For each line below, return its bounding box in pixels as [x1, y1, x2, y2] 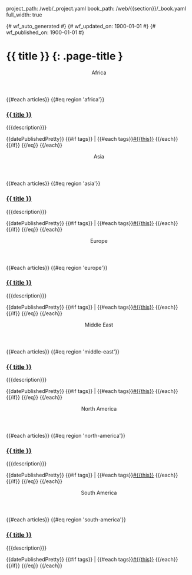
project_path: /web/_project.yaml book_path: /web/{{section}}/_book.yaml [6, 5, 187, 12]
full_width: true [6, 11, 42, 18]
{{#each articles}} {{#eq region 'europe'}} [6, 264, 108, 271]
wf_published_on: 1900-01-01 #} [6, 29, 84, 36]
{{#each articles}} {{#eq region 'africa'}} [6, 95, 105, 103]
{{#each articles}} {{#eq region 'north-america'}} [6, 432, 125, 439]
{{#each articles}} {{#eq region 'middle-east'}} [6, 348, 120, 355]
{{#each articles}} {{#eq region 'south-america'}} [6, 516, 127, 523]
